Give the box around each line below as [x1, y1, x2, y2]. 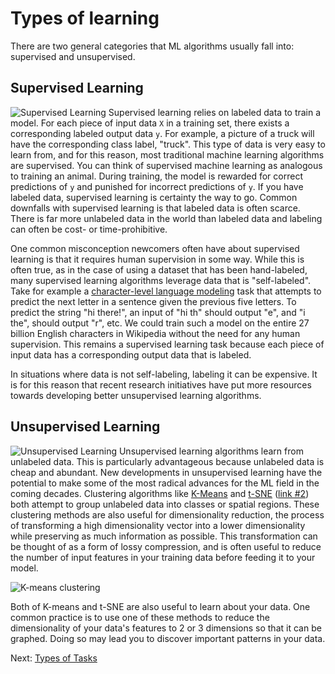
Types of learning [10, 7, 160, 30]
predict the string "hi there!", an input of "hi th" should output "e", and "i [10, 306, 306, 318]
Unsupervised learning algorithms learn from [118, 445, 304, 457]
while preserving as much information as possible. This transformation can [10, 530, 318, 542]
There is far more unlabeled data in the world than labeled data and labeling [10, 212, 323, 224]
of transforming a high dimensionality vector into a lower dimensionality [10, 519, 306, 531]
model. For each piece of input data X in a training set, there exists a [10, 117, 290, 129]
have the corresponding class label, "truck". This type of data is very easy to [10, 138, 326, 150]
